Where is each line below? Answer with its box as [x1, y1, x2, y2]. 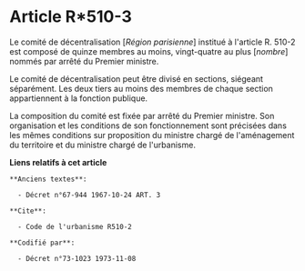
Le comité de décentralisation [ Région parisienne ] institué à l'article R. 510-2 [9, 36, 296, 47]
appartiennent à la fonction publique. [9, 93, 148, 104]
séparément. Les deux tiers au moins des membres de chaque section [9, 83, 273, 94]
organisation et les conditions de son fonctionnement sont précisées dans [9, 120, 287, 131]
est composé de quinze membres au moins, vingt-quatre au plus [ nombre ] [9, 45, 289, 56]
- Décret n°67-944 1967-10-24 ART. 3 [17, 190, 161, 199]
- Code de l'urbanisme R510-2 [17, 222, 132, 231]
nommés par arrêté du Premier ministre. [9, 55, 159, 66]
